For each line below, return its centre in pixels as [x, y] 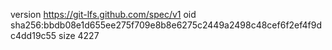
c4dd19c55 [33, 35]
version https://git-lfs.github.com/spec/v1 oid [103, 14]
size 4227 [79, 35]
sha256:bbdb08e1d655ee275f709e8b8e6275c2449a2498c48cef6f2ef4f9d [166, 25]
